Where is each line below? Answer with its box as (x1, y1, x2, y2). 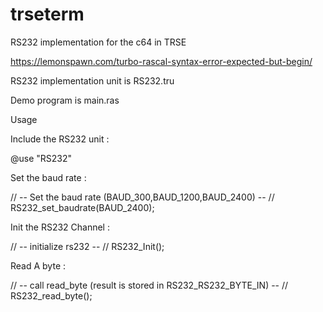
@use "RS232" (10, 152, 73, 164)
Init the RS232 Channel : (10, 221, 110, 233)
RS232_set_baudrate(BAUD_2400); (10, 201, 155, 213)
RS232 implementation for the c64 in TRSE (10, 36, 187, 48)
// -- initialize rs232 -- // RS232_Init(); (10, 240, 165, 252)
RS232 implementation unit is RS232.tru (10, 74, 175, 87)
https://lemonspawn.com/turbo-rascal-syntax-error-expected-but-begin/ (10, 55, 313, 67)
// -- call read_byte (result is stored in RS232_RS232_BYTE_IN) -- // (10, 279, 289, 291)
